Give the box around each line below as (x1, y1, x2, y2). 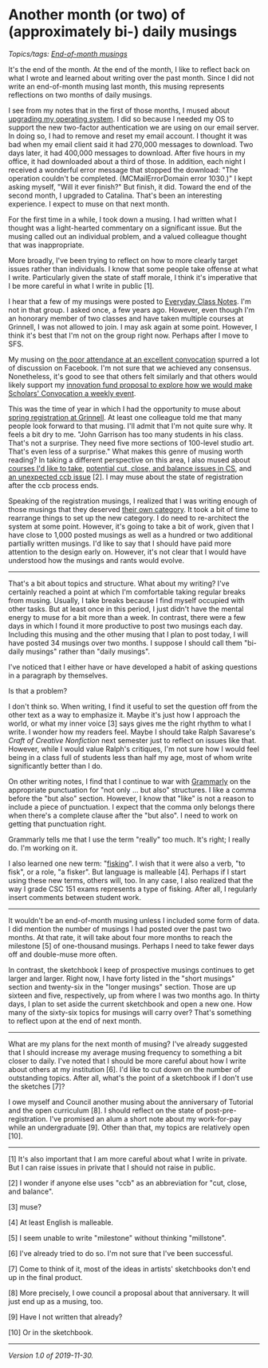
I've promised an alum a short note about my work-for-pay (49, 1114, 242, 1123)
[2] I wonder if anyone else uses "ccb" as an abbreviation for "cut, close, (8, 1178, 247, 1187)
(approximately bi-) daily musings (8, 22, 238, 41)
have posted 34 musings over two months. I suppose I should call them (8, 638, 243, 647)
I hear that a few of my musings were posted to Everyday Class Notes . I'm (8, 296, 251, 306)
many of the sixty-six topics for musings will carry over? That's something (8, 1007, 252, 1017)
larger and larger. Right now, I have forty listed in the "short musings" (8, 974, 235, 983)
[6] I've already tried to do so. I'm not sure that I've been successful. (8, 1248, 234, 1258)
